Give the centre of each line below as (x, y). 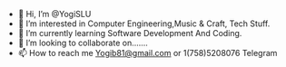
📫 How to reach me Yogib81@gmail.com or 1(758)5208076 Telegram (148, 53)
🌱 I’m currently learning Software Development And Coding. (130, 33)
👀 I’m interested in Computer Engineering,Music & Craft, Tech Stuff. (144, 24)
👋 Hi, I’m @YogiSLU (54, 14)
